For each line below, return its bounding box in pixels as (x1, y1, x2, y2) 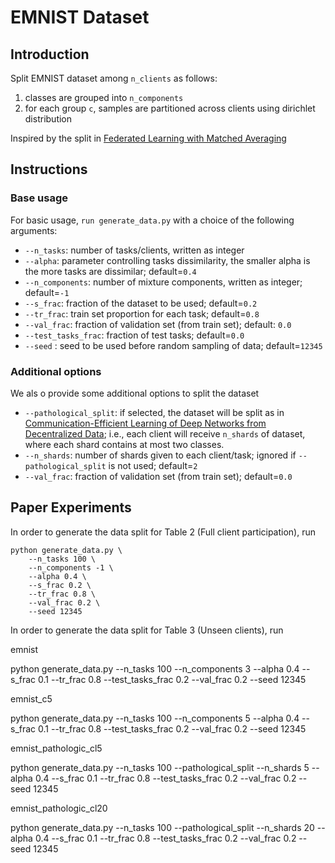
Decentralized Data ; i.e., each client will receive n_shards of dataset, (24, 427, 306, 440)
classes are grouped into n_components (24, 92, 184, 103)
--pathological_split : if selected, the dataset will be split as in (24, 406, 285, 418)
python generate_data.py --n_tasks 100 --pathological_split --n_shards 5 (10, 761, 310, 773)
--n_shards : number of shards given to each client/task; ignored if (24, 449, 297, 461)
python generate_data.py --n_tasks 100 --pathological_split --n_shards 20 (10, 821, 315, 833)
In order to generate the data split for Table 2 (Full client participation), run (10, 526, 317, 538)
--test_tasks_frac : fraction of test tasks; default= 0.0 (24, 329, 245, 341)
